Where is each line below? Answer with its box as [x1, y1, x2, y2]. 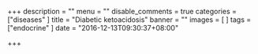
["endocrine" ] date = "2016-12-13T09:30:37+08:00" [7, 23, 179, 32]
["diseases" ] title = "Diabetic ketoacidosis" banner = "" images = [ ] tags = [7, 15, 252, 24]
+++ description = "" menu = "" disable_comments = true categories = [7, 7, 237, 16]
